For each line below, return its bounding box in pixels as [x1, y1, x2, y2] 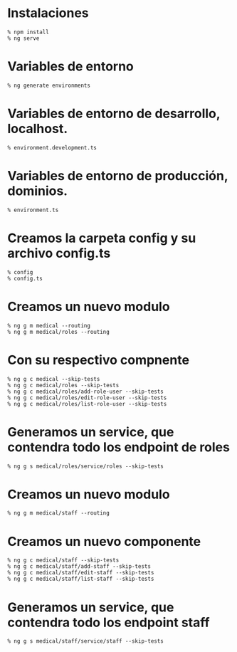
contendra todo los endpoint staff [7, 614, 210, 631]
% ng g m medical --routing [7, 322, 91, 329]
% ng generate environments [7, 82, 91, 89]
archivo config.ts [7, 245, 111, 261]
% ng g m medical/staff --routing [7, 510, 110, 517]
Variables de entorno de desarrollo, [7, 105, 221, 122]
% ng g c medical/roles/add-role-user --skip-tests [7, 388, 164, 395]
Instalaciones [7, 5, 89, 21]
